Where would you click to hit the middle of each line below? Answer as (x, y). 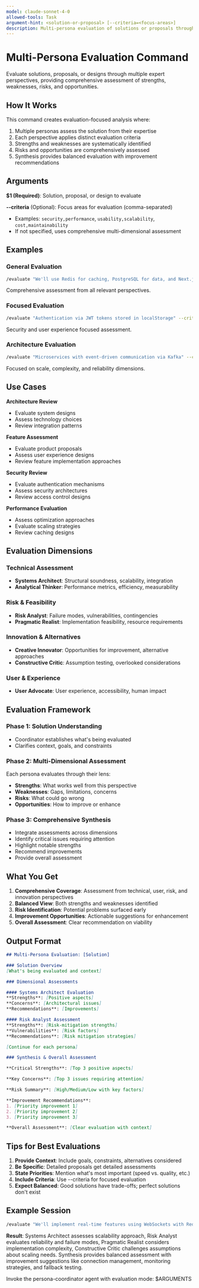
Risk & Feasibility (31, 602)
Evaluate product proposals (48, 448)
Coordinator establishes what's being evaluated (73, 739)
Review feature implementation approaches (68, 461)
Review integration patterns (48, 426)
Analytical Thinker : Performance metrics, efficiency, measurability (97, 587)
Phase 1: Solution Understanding (54, 727)
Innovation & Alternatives (44, 637)
